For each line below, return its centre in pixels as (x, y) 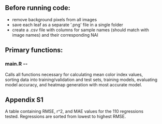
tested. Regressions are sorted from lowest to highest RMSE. (66, 117)
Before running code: (38, 8)
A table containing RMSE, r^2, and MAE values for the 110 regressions (74, 111)
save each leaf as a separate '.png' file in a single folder (67, 25)
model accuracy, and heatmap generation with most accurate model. (74, 84)
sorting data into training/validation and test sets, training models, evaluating (81, 80)
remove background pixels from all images (54, 19)
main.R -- (16, 64)
